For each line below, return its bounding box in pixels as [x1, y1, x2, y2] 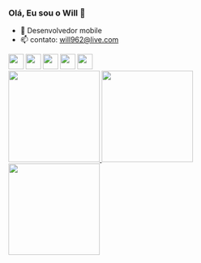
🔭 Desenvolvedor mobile [19, 26, 103, 36]
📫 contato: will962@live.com [19, 35, 119, 45]
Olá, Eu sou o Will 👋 [8, 7, 86, 19]
